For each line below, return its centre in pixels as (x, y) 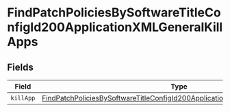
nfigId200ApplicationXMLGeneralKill (115, 27)
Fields (21, 67)
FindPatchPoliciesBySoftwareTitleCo (114, 13)
